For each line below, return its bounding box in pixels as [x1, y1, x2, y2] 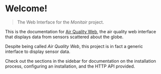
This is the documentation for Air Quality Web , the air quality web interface [5, 28, 156, 34]
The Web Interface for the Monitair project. [17, 19, 104, 25]
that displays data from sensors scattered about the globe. [5, 34, 124, 40]
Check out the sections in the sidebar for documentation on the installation [5, 58, 156, 64]
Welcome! [5, 3, 48, 14]
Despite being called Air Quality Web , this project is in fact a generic [5, 43, 143, 49]
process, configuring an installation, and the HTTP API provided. [5, 63, 135, 69]
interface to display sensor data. [5, 49, 71, 54]
